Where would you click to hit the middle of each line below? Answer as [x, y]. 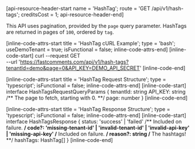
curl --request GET [58, 56]
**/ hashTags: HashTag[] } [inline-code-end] [59, 140]
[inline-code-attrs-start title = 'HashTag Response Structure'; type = [88, 109]
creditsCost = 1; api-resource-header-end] [72, 15]
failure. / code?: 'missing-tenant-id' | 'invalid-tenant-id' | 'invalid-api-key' [98, 128]
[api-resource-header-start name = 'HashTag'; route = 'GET [78, 8]
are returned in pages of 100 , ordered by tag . [60, 32]
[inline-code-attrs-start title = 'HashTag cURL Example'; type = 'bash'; [91, 43]
